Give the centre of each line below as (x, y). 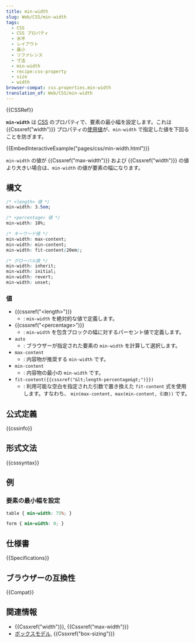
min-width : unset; (28, 283)
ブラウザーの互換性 (41, 578)
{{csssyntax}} (23, 463)
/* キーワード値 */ (27, 234)
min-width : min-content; (36, 244)
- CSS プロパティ (30, 33)
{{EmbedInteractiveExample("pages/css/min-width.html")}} (78, 148)
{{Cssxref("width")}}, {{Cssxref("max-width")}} (71, 627)
